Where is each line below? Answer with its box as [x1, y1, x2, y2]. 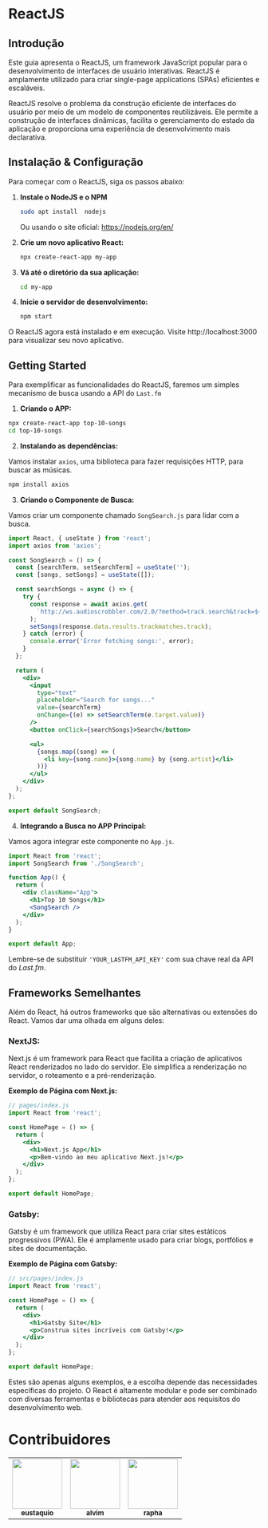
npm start [19, 313, 53, 321]
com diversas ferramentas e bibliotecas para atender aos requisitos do [8, 1394, 241, 1404]
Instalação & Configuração [8, 156, 144, 169]
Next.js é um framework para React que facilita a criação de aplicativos [8, 1054, 242, 1064]
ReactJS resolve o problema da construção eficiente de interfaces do [8, 99, 237, 108]
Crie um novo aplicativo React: [19, 237, 124, 247]
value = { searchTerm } [37, 704, 102, 712]
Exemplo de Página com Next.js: [8, 1086, 118, 1096]
